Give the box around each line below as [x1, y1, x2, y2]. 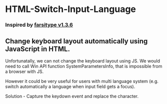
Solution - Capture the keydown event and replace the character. [5, 93, 139, 99]
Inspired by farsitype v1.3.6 [5, 21, 73, 28]
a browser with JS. [5, 68, 44, 74]
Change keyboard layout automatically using [5, 36, 148, 45]
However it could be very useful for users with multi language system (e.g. [5, 78, 159, 84]
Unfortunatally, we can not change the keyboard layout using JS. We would [5, 57, 160, 63]
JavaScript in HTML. [5, 44, 70, 53]
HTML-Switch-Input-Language [5, 3, 136, 15]
